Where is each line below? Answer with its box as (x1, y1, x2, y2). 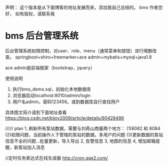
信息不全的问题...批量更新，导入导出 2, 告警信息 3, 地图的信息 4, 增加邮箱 (5, 138, 156, 144)
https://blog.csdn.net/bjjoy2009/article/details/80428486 (5, 115, 124, 121)
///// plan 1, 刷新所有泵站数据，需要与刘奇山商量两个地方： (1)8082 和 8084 (5, 125, 160, 131)
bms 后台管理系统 (5, 30, 79, 42)
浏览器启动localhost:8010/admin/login (12, 92, 91, 98)
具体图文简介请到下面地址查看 (5, 109, 67, 115)
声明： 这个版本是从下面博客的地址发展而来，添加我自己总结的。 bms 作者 (5, 5, 159, 10)
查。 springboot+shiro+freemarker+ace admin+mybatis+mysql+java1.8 (5, 54, 152, 60)
